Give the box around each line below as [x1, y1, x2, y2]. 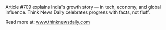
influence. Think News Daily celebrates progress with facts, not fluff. [5, 9, 150, 15]
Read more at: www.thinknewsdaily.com [5, 19, 90, 25]
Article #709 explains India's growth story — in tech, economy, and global [5, 4, 161, 10]
